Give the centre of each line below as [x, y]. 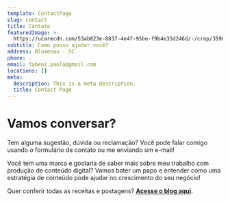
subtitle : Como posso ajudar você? [58, 45]
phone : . [20, 58]
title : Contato [29, 26]
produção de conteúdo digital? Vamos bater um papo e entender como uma [114, 171]
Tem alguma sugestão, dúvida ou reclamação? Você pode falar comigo [107, 143]
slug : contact [27, 20]
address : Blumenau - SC [41, 52]
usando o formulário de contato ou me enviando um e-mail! [91, 150]
